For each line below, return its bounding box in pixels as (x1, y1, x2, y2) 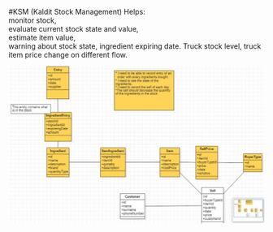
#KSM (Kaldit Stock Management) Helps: (8, 7, 146, 16)
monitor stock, (8, 15, 57, 25)
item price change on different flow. (8, 50, 128, 59)
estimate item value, (8, 32, 76, 42)
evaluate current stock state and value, (8, 24, 139, 33)
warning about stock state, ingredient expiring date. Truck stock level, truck (8, 41, 262, 51)
